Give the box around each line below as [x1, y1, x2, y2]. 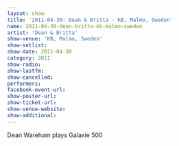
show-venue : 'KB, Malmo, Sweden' [7, 36, 103, 42]
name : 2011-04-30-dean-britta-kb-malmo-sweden [7, 23, 143, 29]
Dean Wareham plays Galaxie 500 [7, 131, 103, 139]
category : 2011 [7, 55, 51, 62]
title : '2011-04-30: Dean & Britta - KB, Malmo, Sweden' [7, 16, 174, 23]
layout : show [7, 10, 45, 17]
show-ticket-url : [7, 99, 57, 106]
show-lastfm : [7, 67, 45, 74]
